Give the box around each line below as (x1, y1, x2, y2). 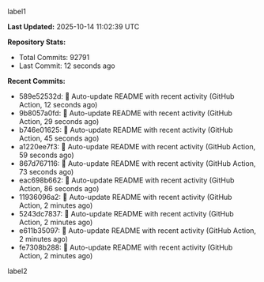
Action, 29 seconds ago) (18, 117, 100, 126)
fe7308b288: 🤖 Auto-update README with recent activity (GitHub (18, 243, 233, 252)
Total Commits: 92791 (18, 53, 90, 62)
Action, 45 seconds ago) (18, 133, 100, 143)
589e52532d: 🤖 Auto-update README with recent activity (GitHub (18, 92, 235, 101)
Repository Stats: (7, 37, 66, 47)
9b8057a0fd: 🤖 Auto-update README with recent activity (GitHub (18, 108, 232, 118)
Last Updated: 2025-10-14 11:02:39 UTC (7, 22, 140, 31)
